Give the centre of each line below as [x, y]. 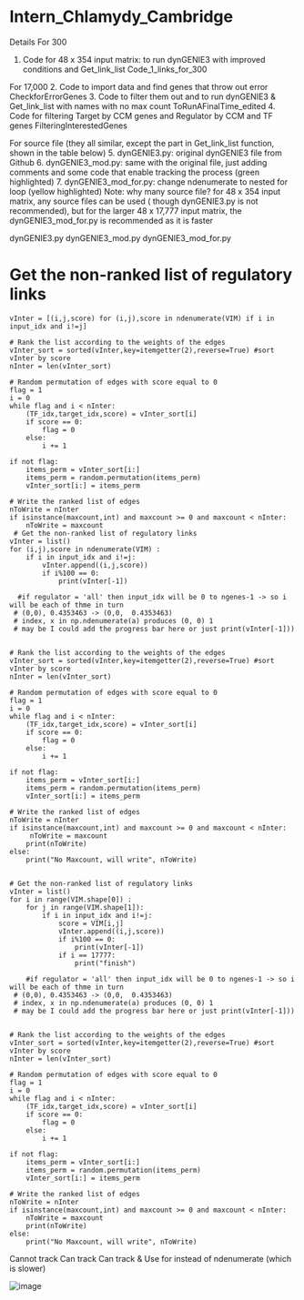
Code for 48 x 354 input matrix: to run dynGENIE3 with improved [144, 59]
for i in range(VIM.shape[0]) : [71, 899]
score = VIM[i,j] [91, 923]
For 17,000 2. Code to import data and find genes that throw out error [139, 86]
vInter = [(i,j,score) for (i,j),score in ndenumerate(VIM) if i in [142, 318]
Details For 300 [38, 42]
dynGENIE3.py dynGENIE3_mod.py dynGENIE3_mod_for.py [121, 237]
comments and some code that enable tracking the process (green [135, 172]
